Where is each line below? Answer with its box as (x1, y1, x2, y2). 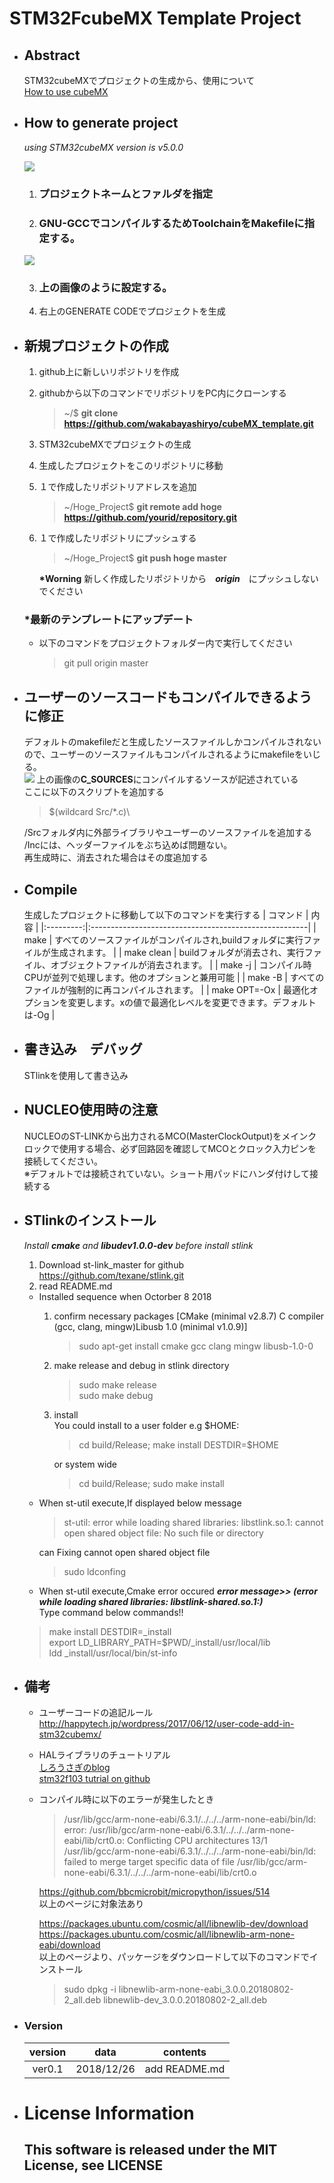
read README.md (38, 1280, 113, 1292)
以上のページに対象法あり (38, 1898, 145, 1910)
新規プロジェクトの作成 (23, 337, 169, 354)
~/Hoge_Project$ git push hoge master (63, 552, 227, 564)
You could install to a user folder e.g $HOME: (53, 1419, 240, 1431)
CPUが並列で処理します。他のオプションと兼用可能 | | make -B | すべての (23, 972, 325, 984)
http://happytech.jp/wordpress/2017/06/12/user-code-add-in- (38, 1718, 295, 1730)
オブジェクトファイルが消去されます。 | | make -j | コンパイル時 (50, 959, 312, 971)
